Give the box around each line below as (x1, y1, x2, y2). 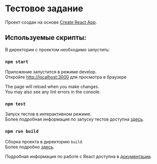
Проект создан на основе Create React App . (5, 19, 97, 25)
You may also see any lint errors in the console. (5, 89, 101, 95)
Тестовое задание (5, 3, 83, 14)
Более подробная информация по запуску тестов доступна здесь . (5, 116, 144, 122)
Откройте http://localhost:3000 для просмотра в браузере (5, 74, 127, 80)
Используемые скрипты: (5, 33, 87, 42)
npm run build (5, 129, 39, 134)
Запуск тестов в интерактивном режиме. (5, 111, 92, 117)
